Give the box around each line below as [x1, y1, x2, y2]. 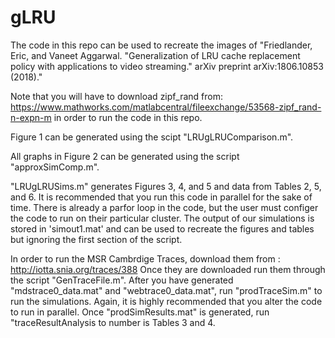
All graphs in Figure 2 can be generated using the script [10, 150, 240, 162]
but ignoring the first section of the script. [10, 233, 183, 245]
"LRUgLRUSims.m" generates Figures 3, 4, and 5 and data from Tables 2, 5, [10, 180, 322, 192]
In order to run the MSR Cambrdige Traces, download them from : [10, 252, 281, 265]
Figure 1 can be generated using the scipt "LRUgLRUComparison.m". [10, 131, 294, 143]
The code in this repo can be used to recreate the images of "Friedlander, [10, 39, 313, 51]
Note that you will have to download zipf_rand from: [10, 90, 223, 102]
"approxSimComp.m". [10, 161, 100, 173]
